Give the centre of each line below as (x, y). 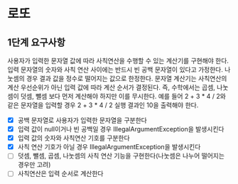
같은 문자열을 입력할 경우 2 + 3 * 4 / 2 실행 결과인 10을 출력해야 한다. (103, 105)
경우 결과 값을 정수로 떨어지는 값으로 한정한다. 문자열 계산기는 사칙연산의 (126, 79)
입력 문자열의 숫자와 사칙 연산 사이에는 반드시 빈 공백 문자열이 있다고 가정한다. (115, 70)
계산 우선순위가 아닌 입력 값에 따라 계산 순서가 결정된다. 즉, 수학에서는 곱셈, (111, 87)
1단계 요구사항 (36, 42)
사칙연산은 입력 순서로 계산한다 (60, 173)
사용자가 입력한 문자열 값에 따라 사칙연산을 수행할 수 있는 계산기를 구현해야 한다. (118, 61)
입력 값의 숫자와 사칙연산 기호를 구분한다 (74, 138)
